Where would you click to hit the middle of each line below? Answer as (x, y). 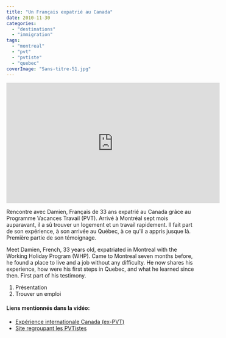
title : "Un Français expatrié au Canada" (60, 12)
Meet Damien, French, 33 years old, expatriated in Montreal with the (92, 250)
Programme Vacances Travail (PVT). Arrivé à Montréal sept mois (87, 218)
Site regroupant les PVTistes (51, 328)
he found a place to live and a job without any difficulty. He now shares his (100, 263)
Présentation (31, 287)
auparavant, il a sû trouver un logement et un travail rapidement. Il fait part (100, 225)
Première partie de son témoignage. (51, 238)
